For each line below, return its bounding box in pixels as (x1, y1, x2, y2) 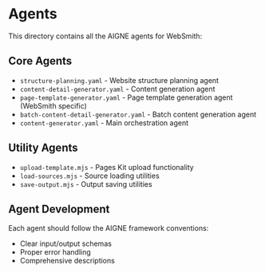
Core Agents (8, 54, 73, 68)
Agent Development (8, 202, 110, 216)
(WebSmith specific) (19, 101, 88, 110)
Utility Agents (8, 141, 78, 155)
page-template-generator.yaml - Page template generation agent (19, 93, 233, 102)
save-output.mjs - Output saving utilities (19, 179, 153, 188)
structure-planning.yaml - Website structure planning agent (19, 75, 220, 85)
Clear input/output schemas (19, 239, 112, 248)
